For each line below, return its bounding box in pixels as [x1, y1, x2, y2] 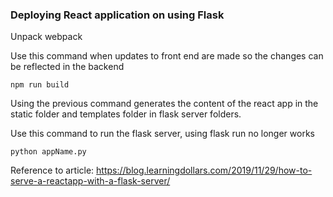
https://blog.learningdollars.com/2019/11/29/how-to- [96, 164, 313, 177]
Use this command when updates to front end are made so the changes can [10, 50, 324, 62]
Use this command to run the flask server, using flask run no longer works [10, 128, 315, 140]
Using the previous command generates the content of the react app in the [10, 98, 319, 110]
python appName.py [10, 147, 87, 157]
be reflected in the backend [10, 61, 125, 73]
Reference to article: [10, 164, 95, 177]
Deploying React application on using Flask [10, 8, 225, 22]
